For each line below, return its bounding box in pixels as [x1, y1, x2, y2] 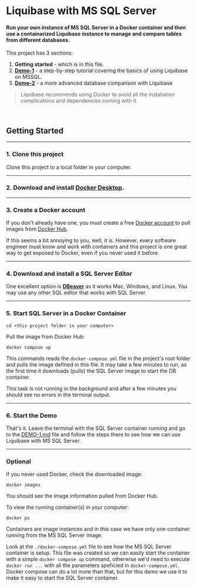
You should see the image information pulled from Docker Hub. [6, 492, 158, 499]
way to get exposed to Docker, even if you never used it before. [6, 249, 159, 256]
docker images [6, 482, 41, 488]
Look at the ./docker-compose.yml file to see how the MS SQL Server [6, 543, 172, 551]
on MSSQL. [14, 74, 42, 81]
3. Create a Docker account [6, 206, 86, 214]
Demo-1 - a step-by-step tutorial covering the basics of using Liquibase [14, 67, 188, 74]
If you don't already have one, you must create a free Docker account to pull [6, 219, 191, 226]
